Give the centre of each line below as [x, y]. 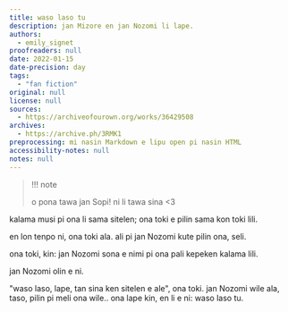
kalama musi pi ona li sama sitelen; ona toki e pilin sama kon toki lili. [133, 219]
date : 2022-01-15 [42, 59]
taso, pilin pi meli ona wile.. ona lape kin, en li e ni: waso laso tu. [127, 298]
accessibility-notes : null [59, 150]
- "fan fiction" [47, 84]
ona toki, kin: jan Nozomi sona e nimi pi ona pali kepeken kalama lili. [134, 253]
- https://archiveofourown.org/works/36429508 [106, 117]
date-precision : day [48, 68]
